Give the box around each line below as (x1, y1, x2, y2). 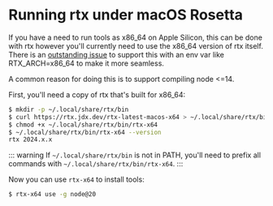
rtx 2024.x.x (8, 135, 53, 144)
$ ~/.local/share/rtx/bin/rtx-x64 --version (8, 128, 162, 136)
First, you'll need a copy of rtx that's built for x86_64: (8, 89, 186, 99)
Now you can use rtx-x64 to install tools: (8, 174, 145, 184)
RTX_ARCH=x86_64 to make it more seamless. (8, 58, 165, 68)
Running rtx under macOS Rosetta (8, 6, 244, 24)
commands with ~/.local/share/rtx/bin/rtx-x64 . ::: (8, 159, 184, 169)
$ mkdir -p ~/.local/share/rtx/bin (8, 105, 129, 114)
